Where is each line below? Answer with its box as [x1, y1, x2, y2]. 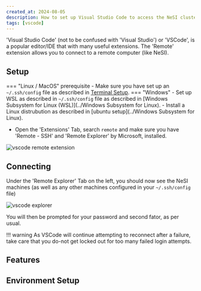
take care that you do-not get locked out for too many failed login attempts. [6, 238, 191, 245]
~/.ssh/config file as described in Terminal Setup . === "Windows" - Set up [6, 89, 192, 96]
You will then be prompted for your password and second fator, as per [6, 214, 179, 220]
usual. [6, 220, 22, 227]
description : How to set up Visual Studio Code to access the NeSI [6, 14, 178, 20]
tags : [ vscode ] [6, 20, 44, 26]
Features [6, 255, 40, 265]
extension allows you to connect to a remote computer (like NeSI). [6, 49, 169, 56]
